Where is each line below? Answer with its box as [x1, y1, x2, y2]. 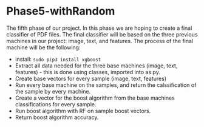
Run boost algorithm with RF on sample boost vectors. [15, 107, 151, 114]
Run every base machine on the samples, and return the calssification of [15, 81, 197, 89]
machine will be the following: [6, 44, 81, 51]
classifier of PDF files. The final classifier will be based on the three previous [6, 30, 198, 38]
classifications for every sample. [15, 100, 97, 108]
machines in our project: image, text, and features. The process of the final [6, 37, 193, 44]
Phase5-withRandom [6, 4, 115, 18]
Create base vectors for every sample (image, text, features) [15, 75, 167, 82]
